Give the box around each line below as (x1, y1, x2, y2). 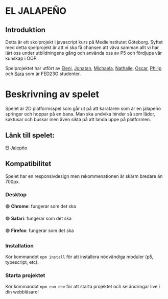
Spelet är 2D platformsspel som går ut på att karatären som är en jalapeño (5, 105, 161, 111)
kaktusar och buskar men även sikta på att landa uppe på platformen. (5, 116, 152, 122)
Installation (5, 242, 34, 249)
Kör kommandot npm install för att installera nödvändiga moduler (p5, (5, 254, 154, 260)
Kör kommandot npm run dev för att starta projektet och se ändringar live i (5, 284, 160, 290)
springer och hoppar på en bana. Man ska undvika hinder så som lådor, (5, 110, 156, 117)
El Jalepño (5, 145, 28, 151)
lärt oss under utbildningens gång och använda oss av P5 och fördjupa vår (5, 50, 162, 56)
